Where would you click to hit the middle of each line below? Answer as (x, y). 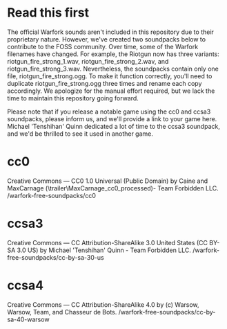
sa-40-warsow (28, 319)
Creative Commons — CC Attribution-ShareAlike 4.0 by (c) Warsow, (103, 304)
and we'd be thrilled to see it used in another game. (80, 134)
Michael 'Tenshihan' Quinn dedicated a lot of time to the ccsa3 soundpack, (114, 126)
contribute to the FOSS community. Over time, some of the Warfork (103, 46)
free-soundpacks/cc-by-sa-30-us (56, 257)
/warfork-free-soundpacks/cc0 (52, 195)
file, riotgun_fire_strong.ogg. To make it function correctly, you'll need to (110, 76)
